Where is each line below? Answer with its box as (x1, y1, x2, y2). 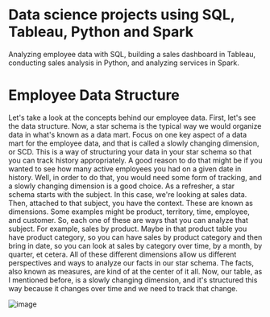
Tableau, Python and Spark (8, 23, 193, 41)
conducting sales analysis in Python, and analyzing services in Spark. (8, 58, 239, 68)
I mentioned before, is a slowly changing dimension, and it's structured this (8, 275, 258, 285)
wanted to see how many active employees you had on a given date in (8, 163, 242, 174)
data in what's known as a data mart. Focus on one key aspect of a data (8, 130, 247, 139)
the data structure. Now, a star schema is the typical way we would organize (8, 121, 262, 130)
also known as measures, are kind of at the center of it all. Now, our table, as (8, 266, 263, 276)
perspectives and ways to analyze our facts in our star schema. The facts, (8, 257, 254, 267)
